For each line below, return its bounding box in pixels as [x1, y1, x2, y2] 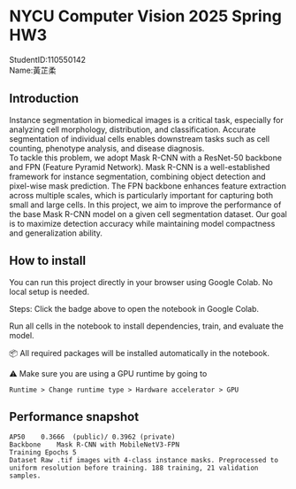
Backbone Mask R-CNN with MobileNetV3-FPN [9, 440, 179, 449]
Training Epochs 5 [9, 448, 77, 457]
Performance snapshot [9, 409, 140, 424]
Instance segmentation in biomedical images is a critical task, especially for [9, 114, 285, 125]
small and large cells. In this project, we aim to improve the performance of [9, 199, 282, 210]
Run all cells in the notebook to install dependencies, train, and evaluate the [9, 321, 285, 331]
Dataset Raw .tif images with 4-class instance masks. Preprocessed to [9, 456, 278, 465]
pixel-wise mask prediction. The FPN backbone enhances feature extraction [9, 180, 287, 191]
